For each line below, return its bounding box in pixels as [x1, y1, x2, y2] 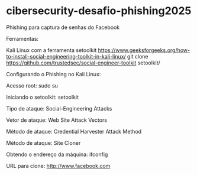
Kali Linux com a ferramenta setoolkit [6, 46, 97, 54]
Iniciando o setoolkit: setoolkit [6, 93, 79, 101]
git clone [127, 53, 149, 60]
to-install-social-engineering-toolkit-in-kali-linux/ [6, 53, 126, 60]
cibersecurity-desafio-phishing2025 [6, 4, 192, 18]
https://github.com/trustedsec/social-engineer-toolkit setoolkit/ [6, 59, 161, 66]
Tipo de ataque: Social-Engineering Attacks [6, 105, 112, 112]
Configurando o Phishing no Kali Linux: [6, 70, 101, 77]
